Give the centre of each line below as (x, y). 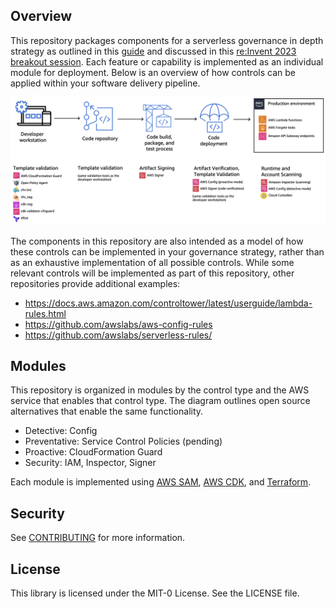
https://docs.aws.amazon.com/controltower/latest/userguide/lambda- (168, 303)
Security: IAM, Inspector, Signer (90, 463)
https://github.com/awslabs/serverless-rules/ (118, 335)
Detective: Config (61, 431)
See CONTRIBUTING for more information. (98, 538)
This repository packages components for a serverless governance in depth (167, 40)
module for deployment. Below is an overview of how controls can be (153, 72)
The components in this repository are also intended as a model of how (157, 241)
